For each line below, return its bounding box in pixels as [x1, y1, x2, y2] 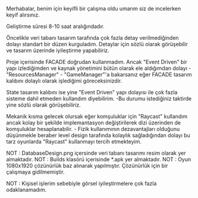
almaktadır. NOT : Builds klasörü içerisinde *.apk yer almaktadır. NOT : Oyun [6, 156, 191, 162]
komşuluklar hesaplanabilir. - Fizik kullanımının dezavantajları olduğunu [6, 126, 180, 132]
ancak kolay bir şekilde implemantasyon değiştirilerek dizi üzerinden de [6, 119, 181, 126]
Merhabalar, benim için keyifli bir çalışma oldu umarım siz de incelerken [6, 5, 181, 12]
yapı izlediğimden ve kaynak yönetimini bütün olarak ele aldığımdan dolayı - [6, 65, 191, 72]
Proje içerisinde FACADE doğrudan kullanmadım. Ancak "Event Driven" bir [6, 59, 187, 65]
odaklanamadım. [6, 186, 47, 193]
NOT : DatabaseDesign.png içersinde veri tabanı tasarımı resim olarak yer [6, 149, 186, 157]
